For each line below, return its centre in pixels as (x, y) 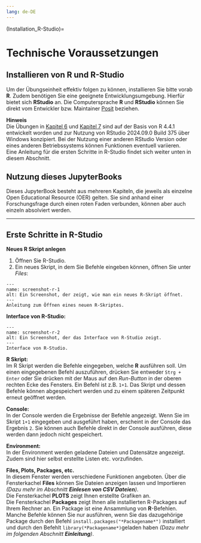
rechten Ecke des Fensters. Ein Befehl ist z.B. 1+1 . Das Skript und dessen (96, 385)
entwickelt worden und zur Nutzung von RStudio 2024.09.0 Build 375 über (98, 133)
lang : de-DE (21, 12)
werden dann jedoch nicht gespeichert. (55, 435)
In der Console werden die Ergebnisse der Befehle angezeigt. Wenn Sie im (98, 416)
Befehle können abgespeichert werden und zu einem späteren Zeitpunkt (95, 391)
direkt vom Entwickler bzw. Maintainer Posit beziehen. (73, 108)
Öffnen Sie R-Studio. (40, 261)
